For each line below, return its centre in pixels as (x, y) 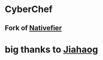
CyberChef (29, 9)
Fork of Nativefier (33, 28)
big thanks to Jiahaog (51, 49)
